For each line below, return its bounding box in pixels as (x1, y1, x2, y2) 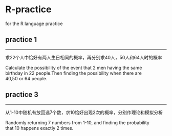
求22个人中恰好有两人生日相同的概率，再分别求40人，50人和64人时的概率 (5, 54, 162, 60)
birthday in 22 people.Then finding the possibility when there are (5, 70, 142, 76)
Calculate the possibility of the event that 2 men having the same (5, 64, 142, 71)
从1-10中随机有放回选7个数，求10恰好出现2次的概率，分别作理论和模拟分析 (5, 109, 163, 116)
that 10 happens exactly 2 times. (5, 125, 74, 131)
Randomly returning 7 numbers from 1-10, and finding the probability (5, 119, 149, 126)
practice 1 (5, 35, 37, 44)
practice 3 (5, 90, 38, 99)
